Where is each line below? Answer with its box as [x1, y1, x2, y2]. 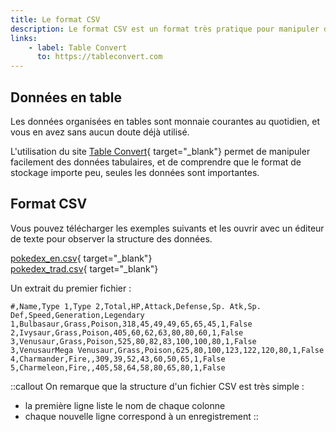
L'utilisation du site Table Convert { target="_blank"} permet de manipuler [10, 145, 311, 157]
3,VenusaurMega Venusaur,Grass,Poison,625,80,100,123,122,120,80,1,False [10, 345, 325, 355]
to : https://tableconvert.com [36, 52, 163, 62]
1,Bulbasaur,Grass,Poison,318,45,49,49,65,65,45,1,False [10, 319, 253, 329]
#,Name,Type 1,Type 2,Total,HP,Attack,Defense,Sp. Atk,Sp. [10, 301, 262, 311]
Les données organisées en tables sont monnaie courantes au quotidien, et [10, 115, 321, 127]
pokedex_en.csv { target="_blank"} [10, 252, 153, 264]
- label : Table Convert [28, 42, 128, 53]
